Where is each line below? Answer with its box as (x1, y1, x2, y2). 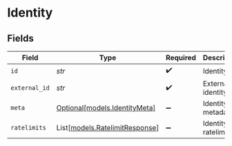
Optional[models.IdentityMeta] (56, 103, 156, 112)
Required (165, 53, 197, 62)
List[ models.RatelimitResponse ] (56, 123, 159, 132)
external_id (10, 84, 50, 91)
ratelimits (10, 124, 46, 131)
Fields (7, 33, 35, 44)
